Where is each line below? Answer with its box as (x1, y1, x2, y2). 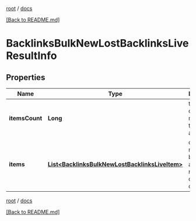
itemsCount (9, 114, 43, 122)
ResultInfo (6, 49, 57, 63)
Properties (6, 72, 45, 82)
